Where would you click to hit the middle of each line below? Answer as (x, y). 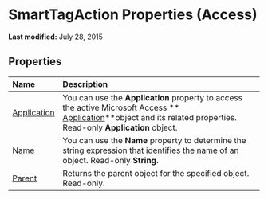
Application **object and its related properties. (150, 117)
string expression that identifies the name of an (151, 150)
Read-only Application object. (120, 127)
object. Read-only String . (111, 160)
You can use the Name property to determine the (154, 140)
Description (85, 84)
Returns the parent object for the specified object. (156, 173)
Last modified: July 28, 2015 (56, 37)
